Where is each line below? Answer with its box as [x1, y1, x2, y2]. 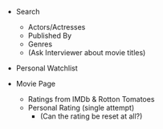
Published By [27, 31, 72, 40]
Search [15, 7, 40, 16]
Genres [27, 39, 53, 49]
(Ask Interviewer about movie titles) [27, 48, 146, 57]
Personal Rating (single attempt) [27, 103, 135, 112]
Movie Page [15, 79, 56, 88]
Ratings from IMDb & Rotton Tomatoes [27, 95, 155, 103]
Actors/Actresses [27, 22, 86, 31]
